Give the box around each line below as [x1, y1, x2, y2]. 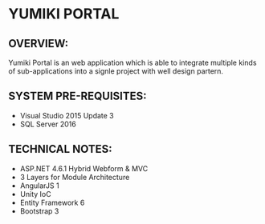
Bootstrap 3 [19, 206, 59, 216]
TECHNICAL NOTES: [8, 142, 112, 156]
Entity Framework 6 [19, 198, 85, 207]
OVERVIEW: [8, 37, 69, 50]
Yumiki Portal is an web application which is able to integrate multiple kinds [8, 58, 257, 67]
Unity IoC [19, 189, 51, 198]
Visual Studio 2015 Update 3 [19, 110, 114, 120]
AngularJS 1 [19, 181, 59, 190]
